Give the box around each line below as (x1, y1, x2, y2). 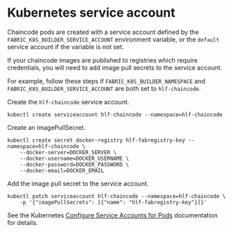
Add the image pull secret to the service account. (7, 179, 149, 188)
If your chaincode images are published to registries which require (7, 56, 198, 64)
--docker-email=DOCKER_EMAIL (20, 167, 105, 174)
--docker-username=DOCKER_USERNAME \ (20, 155, 130, 162)
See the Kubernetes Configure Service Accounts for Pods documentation (7, 210, 218, 219)
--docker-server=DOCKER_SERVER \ (20, 149, 117, 156)
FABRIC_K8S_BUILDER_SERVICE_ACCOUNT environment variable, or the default (7, 35, 219, 43)
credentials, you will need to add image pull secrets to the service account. (7, 63, 223, 72)
